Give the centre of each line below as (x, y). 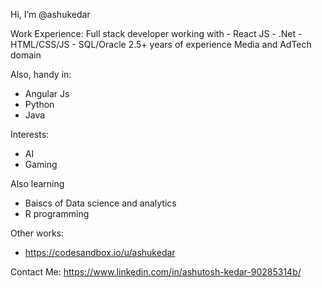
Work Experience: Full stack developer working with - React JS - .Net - (156, 33)
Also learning (37, 183)
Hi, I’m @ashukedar (50, 14)
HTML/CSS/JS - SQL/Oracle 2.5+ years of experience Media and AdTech (161, 44)
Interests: (30, 134)
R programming (57, 213)
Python (39, 104)
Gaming (41, 164)
